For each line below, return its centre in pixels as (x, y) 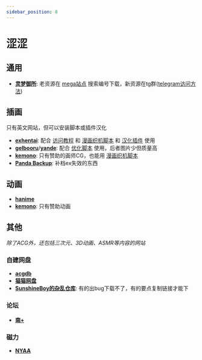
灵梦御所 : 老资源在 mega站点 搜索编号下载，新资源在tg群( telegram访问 (103, 83)
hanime (25, 199)
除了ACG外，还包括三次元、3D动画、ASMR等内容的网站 (76, 243)
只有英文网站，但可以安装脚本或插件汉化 (56, 128)
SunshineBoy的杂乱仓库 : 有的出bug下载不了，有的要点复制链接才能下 (102, 289)
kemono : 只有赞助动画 (43, 206)
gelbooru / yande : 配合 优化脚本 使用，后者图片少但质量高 (86, 148)
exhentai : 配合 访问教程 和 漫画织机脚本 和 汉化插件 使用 (85, 140)
